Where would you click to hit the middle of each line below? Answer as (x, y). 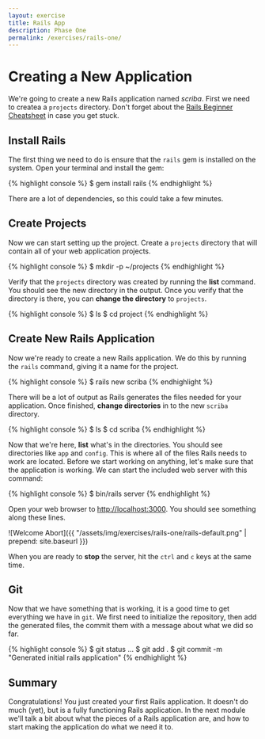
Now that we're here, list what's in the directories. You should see (115, 444)
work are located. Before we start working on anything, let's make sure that (131, 461)
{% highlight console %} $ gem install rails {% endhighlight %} (110, 183)
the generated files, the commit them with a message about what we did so (131, 626)
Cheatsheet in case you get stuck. (64, 116)
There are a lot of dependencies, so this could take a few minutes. (116, 198)
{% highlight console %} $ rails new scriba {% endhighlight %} (111, 382)
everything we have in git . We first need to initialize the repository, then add (132, 617)
